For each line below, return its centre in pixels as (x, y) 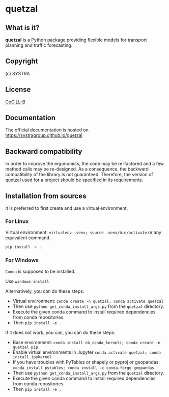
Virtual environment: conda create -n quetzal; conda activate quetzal (88, 301)
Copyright (22, 61)
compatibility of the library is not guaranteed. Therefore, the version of (79, 175)
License (18, 90)
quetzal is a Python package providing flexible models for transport (76, 40)
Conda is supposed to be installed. (40, 271)
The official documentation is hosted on (47, 130)
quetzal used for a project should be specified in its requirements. (74, 180)
